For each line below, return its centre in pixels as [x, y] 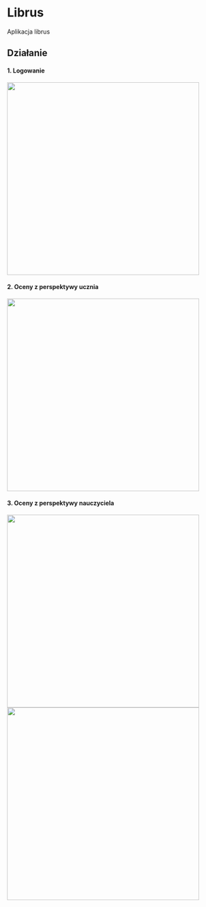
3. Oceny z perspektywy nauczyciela [61, 503]
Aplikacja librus [29, 32]
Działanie [27, 53]
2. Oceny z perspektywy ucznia [53, 287]
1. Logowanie [26, 71]
